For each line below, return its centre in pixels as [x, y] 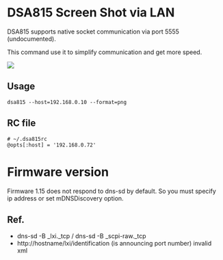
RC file [22, 123]
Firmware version [58, 172]
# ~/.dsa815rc [27, 139]
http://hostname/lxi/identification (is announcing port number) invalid [114, 244]
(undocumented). [31, 38]
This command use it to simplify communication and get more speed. [105, 52]
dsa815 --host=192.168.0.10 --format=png [67, 102]
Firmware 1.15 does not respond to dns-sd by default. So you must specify [112, 191]
